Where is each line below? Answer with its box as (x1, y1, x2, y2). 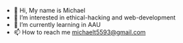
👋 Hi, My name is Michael (13, 7, 86, 14)
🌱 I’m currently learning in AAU (13, 21, 101, 28)
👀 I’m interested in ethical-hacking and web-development (13, 13, 176, 21)
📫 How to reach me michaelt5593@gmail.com (13, 28, 146, 36)
